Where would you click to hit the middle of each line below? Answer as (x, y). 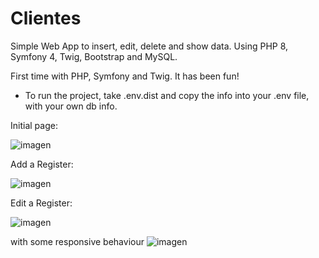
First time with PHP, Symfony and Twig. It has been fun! (125, 76)
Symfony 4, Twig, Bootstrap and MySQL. (94, 56)
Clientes (46, 18)
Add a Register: (42, 164)
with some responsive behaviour (77, 241)
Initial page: (34, 125)
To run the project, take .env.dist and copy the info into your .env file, (167, 95)
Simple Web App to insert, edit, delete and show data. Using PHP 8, (149, 46)
